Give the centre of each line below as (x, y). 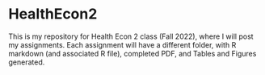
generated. (27, 62)
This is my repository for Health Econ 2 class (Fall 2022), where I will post (131, 36)
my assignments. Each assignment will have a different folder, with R (122, 44)
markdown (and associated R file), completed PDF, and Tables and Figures (132, 53)
